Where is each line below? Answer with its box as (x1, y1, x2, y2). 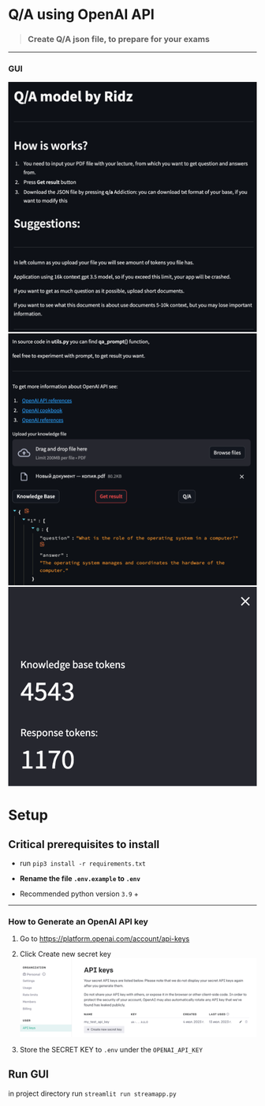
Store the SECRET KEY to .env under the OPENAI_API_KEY (19, 1044, 203, 1054)
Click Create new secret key (19, 949, 112, 959)
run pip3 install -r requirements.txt (19, 858, 146, 869)
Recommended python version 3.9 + (19, 889, 140, 899)
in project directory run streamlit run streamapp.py (8, 1089, 177, 1098)
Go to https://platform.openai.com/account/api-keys (19, 934, 190, 943)
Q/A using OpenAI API (8, 6, 155, 24)
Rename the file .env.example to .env (19, 874, 140, 884)
